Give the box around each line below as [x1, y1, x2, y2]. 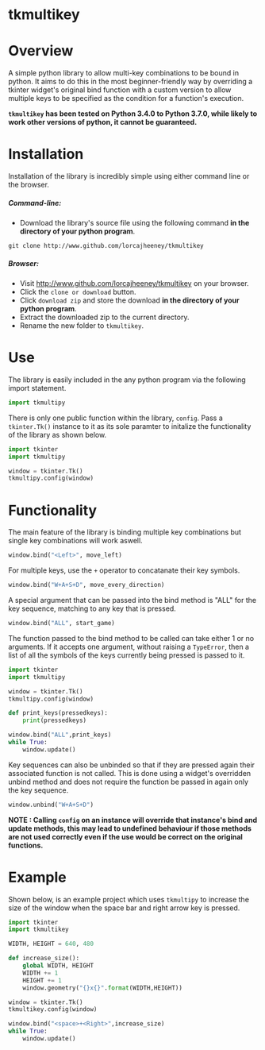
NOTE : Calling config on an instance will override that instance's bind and [8, 815, 258, 824]
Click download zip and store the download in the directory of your [19, 295, 240, 305]
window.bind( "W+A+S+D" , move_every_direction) [8, 581, 165, 589]
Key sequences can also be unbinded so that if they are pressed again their [8, 760, 255, 770]
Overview [8, 42, 74, 60]
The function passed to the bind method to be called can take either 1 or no [8, 633, 255, 643]
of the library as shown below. [8, 430, 107, 439]
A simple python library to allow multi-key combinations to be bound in [8, 68, 240, 78]
